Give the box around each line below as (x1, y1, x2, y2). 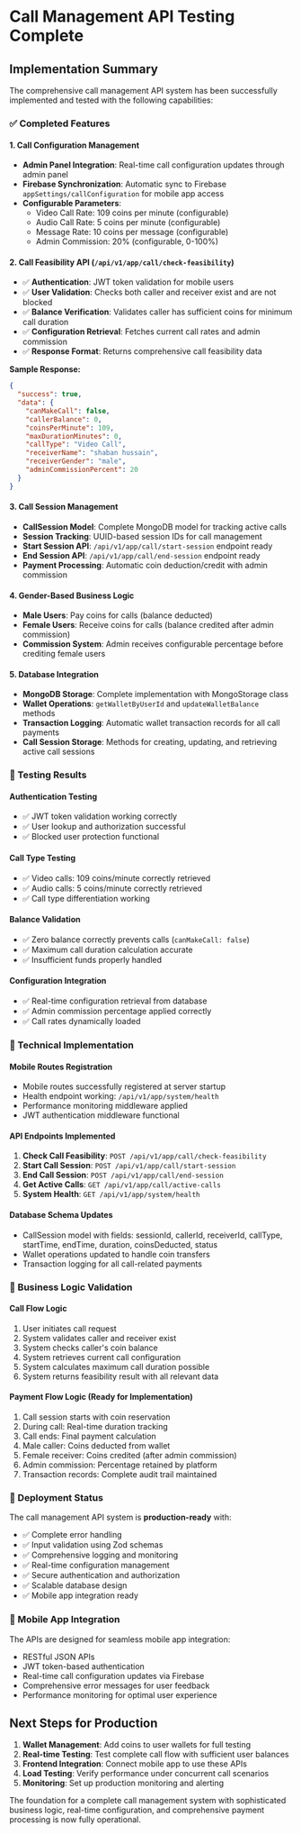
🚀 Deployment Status (9, 1491, 103, 1503)
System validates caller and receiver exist (22, 1332, 177, 1343)
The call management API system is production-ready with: (9, 1512, 232, 1523)
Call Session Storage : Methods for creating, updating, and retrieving (22, 737, 277, 748)
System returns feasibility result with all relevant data (22, 1371, 219, 1382)
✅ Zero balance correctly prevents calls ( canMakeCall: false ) (22, 934, 250, 945)
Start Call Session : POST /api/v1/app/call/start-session (22, 1160, 236, 1171)
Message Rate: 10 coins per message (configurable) (35, 227, 229, 238)
